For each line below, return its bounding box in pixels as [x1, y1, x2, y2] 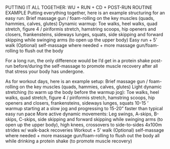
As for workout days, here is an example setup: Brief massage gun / [5, 79, 148, 84]
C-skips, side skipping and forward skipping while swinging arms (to [18, 116, 163, 122]
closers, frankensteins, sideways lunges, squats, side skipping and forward [5, 32, 163, 37]
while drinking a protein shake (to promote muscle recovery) [5, 138, 133, 144]
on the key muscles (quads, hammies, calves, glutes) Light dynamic [19, 84, 162, 90]
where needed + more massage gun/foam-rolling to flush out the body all [5, 133, 160, 138]
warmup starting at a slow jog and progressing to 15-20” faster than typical [5, 106, 163, 111]
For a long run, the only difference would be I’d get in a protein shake [5, 58, 150, 63]
